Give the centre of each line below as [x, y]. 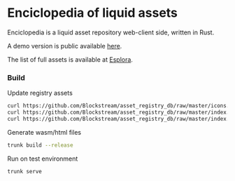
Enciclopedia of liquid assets [93, 13]
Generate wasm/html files [44, 132]
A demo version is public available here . [65, 46]
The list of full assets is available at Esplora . [70, 59]
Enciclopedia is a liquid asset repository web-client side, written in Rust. [111, 32]
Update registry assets [40, 93]
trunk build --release [40, 145]
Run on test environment [43, 159]
